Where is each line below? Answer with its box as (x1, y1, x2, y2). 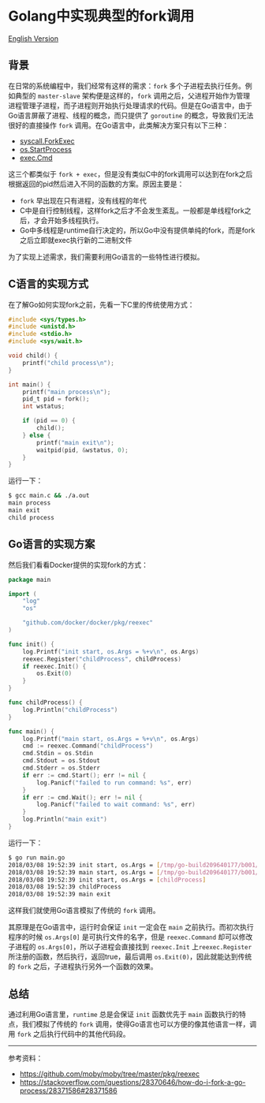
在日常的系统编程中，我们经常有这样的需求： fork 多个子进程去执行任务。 (8, 80, 246, 91)
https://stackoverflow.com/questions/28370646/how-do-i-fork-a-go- (19, 1077, 246, 1086)
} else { (22, 431, 51, 439)
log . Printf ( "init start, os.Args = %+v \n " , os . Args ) (22, 647, 200, 655)
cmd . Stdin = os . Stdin (22, 750, 93, 758)
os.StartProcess (19, 144, 73, 154)
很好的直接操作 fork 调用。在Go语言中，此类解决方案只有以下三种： (8, 120, 230, 130)
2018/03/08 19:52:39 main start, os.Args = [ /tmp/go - (8, 868, 189, 876)
